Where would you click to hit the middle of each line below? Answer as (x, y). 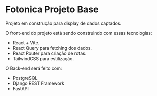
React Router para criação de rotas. (49, 53)
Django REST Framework (38, 83)
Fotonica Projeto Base (52, 9)
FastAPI (20, 88)
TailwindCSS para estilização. (43, 58)
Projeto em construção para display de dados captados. (63, 23)
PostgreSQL (25, 78)
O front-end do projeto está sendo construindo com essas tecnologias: (79, 33)
